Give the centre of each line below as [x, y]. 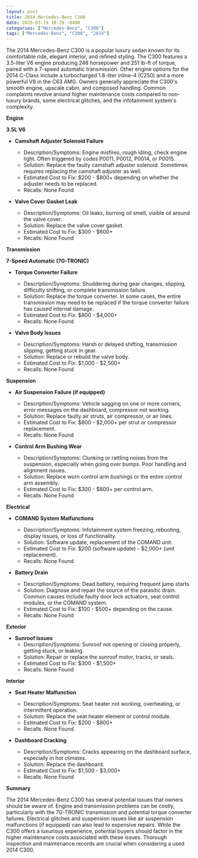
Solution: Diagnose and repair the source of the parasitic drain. [100, 590]
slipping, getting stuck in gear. [60, 351]
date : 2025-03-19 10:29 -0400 [43, 22]
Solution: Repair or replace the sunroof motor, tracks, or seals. [99, 657]
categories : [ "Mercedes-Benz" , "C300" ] [55, 28]
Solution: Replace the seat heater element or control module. [97, 716]
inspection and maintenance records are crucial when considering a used [95, 844]
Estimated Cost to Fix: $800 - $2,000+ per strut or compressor [100, 423]
